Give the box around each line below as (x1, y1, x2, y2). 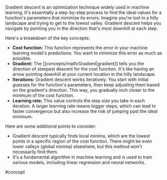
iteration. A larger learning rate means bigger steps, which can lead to (12, 103, 156, 109)
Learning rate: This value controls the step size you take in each (12, 98, 146, 104)
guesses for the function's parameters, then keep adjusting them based (12, 82, 160, 88)
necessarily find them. (12, 149, 58, 155)
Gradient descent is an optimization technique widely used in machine (5, 4, 150, 10)
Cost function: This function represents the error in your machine (12, 45, 148, 50)
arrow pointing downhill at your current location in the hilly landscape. (12, 71, 156, 77)
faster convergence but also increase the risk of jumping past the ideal (12, 108, 158, 114)
